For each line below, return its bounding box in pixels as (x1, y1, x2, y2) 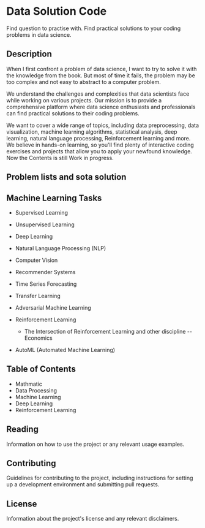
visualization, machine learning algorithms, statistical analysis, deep (6, 128, 177, 136)
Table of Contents (6, 364, 76, 375)
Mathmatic (15, 380, 43, 388)
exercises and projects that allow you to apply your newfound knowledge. (6, 147, 193, 155)
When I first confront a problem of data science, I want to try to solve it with (6, 65, 197, 72)
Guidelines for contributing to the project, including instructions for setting (6, 474, 193, 482)
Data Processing (15, 386, 57, 394)
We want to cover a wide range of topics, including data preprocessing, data (6, 121, 199, 129)
